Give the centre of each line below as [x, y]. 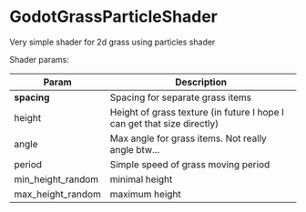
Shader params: [40, 59]
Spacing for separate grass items [181, 97]
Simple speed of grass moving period [190, 164]
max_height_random [58, 194]
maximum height [146, 194]
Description [201, 82]
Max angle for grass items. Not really [188, 138]
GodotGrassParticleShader [114, 17]
